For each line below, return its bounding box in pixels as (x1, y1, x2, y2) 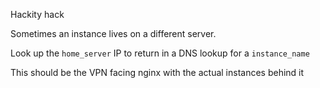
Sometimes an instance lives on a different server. (10, 28, 217, 39)
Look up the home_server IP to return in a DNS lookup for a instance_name (10, 47, 310, 59)
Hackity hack (10, 9, 65, 20)
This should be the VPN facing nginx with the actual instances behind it (10, 67, 305, 78)
